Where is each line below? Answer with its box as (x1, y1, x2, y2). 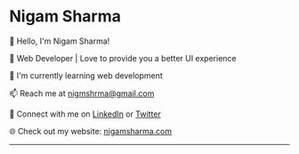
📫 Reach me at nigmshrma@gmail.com (9, 87, 155, 99)
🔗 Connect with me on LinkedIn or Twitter (9, 109, 162, 119)
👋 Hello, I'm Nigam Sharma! (9, 36, 110, 46)
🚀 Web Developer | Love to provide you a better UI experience (9, 53, 237, 63)
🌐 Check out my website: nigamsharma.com (9, 126, 172, 136)
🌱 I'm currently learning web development (9, 69, 163, 81)
